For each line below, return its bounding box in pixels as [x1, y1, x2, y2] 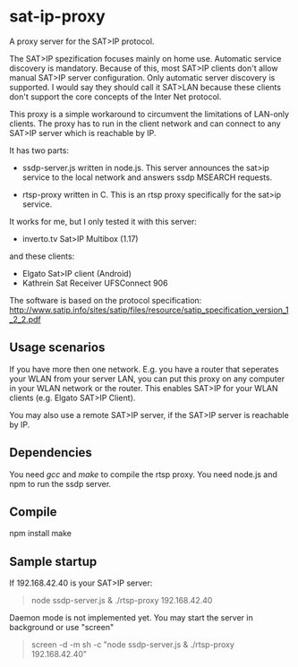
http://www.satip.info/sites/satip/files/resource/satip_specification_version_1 [9, 304, 289, 315]
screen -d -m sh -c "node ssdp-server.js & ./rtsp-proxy [30, 639, 235, 650]
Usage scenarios [9, 340, 106, 355]
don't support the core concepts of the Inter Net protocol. [9, 91, 222, 102]
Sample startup [9, 553, 98, 569]
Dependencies [9, 445, 92, 460]
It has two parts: [9, 145, 70, 156]
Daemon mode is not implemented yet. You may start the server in [9, 612, 253, 623]
